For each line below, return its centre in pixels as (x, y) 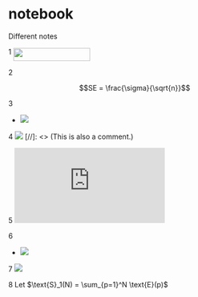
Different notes (33, 36)
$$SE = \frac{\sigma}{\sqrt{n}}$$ (135, 88)
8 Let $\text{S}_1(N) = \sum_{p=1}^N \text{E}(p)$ (88, 285)
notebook (41, 14)
